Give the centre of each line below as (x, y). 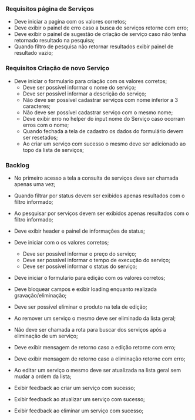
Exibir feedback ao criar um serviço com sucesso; (75, 388)
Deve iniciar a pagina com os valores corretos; (70, 22)
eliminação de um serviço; (46, 336)
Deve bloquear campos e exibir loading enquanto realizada (85, 289)
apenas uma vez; (35, 184)
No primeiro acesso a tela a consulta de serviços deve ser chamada (96, 178)
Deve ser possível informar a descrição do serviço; (84, 94)
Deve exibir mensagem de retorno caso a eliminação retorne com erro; (100, 359)
